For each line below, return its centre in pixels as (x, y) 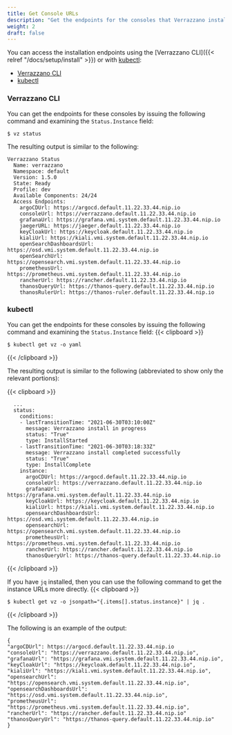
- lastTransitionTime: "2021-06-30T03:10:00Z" (88, 422)
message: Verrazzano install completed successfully (103, 453)
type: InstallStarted (57, 440)
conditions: (37, 416)
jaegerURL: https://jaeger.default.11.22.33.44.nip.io (100, 225)
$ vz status (24, 133)
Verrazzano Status (33, 159)
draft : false (26, 33)
